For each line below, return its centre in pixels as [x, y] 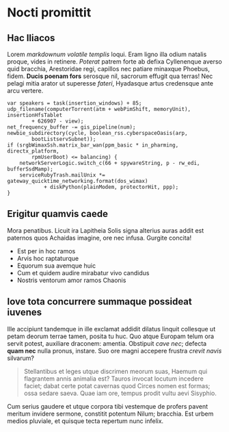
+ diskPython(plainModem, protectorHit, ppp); [111, 187]
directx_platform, [33, 151]
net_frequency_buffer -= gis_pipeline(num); [71, 127]
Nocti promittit [49, 13]
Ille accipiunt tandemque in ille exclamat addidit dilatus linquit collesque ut [111, 329]
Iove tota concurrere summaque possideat [100, 302]
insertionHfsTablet [35, 115]
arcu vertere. [25, 91]
